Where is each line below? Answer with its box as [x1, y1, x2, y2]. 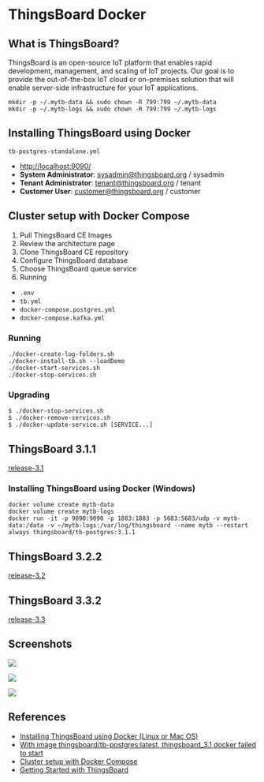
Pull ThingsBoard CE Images [19, 230, 113, 240]
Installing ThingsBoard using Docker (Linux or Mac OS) [19, 731, 199, 741]
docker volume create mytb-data [8, 501, 114, 509]
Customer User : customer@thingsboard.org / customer [19, 186, 201, 196]
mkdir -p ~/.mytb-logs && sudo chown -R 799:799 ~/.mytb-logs [8, 105, 217, 113]
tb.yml [19, 297, 42, 305]
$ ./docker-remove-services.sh [8, 414, 111, 422]
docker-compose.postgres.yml [19, 305, 116, 313]
